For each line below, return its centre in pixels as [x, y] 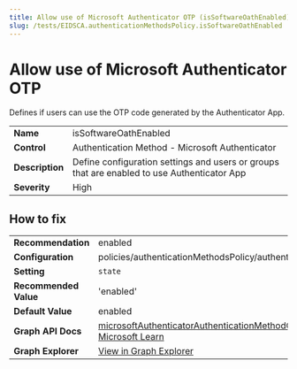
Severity [32, 188]
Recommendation [52, 242]
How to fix [38, 219]
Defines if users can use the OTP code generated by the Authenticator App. [147, 112]
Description [39, 167]
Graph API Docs [48, 331]
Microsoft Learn [132, 337]
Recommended [46, 286]
